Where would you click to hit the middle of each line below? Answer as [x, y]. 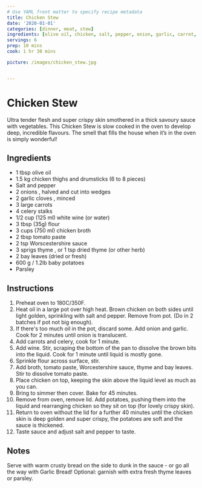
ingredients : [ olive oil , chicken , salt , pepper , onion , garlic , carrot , [102, 35]
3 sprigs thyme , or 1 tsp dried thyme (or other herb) [80, 250]
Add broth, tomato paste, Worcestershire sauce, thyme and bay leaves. [104, 367]
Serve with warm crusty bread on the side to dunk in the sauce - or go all [98, 465]
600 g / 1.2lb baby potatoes [50, 263]
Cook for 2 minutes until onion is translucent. [71, 335]
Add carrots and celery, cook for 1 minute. [68, 342]
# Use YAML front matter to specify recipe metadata [75, 12]
